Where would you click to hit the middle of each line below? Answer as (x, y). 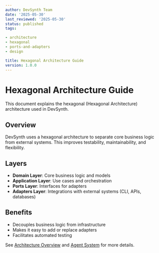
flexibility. (15, 148)
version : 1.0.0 (21, 65)
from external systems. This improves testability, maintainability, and (76, 142)
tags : (11, 29)
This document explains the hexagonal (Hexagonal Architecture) (71, 104)
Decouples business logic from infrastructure (59, 224)
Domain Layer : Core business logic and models (61, 175)
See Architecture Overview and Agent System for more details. (70, 245)
